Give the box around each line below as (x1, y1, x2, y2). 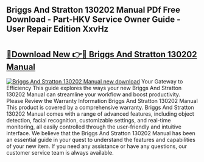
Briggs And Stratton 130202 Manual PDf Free (6, 5, 181, 15)
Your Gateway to (141, 78, 183, 85)
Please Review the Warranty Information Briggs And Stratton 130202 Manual (6, 97, 198, 104)
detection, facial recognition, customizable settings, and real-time (6, 117, 171, 124)
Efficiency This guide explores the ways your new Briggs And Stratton (6, 85, 181, 91)
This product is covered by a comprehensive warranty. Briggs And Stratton (6, 104, 194, 111)
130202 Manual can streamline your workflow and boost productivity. (6, 91, 181, 98)
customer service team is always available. (6, 149, 114, 156)
